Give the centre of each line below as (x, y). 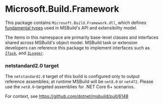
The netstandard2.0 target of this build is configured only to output (72, 77)
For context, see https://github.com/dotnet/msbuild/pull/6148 (67, 96)
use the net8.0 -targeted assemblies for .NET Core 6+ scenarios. (70, 87)
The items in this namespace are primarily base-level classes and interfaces (82, 37)
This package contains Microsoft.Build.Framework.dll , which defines (76, 23)
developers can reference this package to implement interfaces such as (78, 48)
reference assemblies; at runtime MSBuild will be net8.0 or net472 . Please (79, 81)
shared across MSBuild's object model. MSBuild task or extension (71, 42)
